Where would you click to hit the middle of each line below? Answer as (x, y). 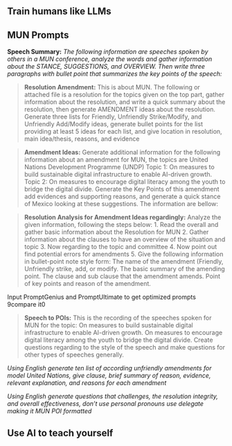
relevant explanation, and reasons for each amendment (87, 383)
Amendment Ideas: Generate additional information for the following (122, 153)
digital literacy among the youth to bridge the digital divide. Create (118, 340)
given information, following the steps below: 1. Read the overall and (121, 225)
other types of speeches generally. (74, 355)
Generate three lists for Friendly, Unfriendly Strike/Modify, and (113, 117)
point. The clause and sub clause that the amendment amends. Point (122, 276)
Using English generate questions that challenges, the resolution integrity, (113, 396)
